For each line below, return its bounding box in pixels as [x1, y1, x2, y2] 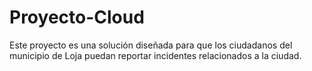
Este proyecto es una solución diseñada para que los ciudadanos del [9, 39, 293, 51]
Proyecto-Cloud [9, 6, 145, 29]
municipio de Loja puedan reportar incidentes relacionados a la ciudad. [9, 49, 302, 61]
